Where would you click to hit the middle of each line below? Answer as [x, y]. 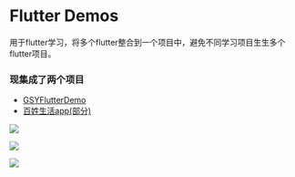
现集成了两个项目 [47, 79]
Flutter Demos [64, 16]
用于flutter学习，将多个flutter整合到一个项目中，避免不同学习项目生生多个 [147, 42]
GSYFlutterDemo [54, 100]
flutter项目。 [33, 53]
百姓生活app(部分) [57, 111]
